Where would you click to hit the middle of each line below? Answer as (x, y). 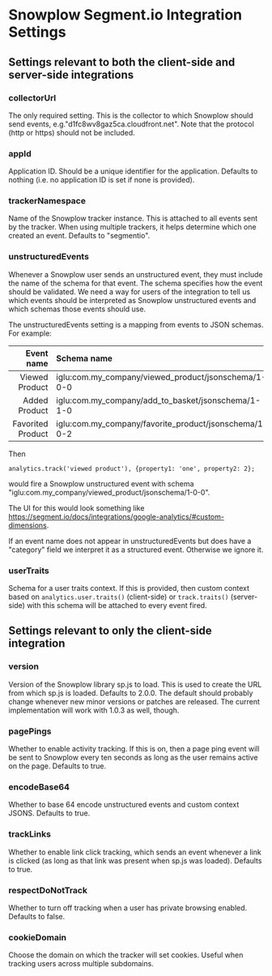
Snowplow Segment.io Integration (125, 15)
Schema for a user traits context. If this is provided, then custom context (129, 589)
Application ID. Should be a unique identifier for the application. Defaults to (133, 171)
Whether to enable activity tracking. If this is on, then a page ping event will (134, 749)
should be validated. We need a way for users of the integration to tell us (130, 291)
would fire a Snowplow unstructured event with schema (101, 483)
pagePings (30, 731)
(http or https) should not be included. (72, 132)
